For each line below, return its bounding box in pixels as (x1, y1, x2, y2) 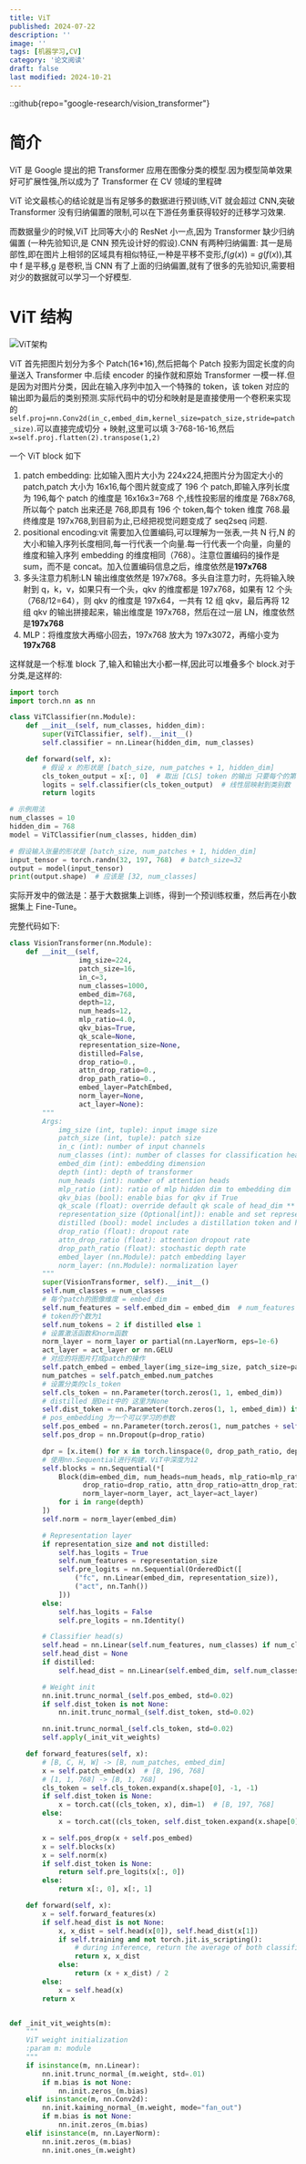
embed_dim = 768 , (78, 990, 137, 999)
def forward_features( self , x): (25, 1749, 148, 1758)
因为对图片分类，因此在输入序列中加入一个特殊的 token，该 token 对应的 (16, 380, 290, 392)
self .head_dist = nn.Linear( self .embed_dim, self (57, 1665, 250, 1675)
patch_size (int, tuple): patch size (57, 1134, 202, 1143)
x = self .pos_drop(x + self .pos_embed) (42, 1833, 194, 1842)
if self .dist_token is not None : (42, 1699, 169, 1709)
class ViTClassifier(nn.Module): (9, 713, 137, 722)
